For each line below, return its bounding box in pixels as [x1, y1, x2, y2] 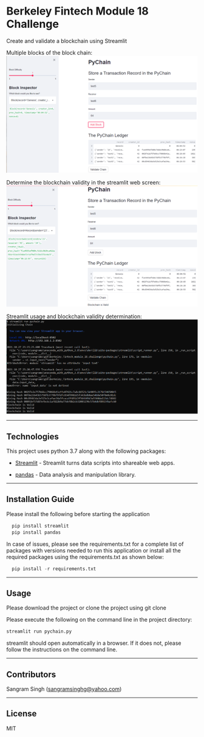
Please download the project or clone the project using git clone [6, 604, 167, 611]
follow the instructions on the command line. [6, 646, 117, 653]
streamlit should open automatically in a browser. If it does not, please [6, 639, 182, 647]
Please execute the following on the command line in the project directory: [6, 616, 192, 623]
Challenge [6, 17, 59, 31]
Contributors [6, 669, 56, 679]
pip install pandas [12, 529, 61, 535]
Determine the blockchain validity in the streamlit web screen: [6, 179, 161, 186]
